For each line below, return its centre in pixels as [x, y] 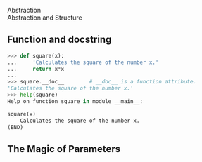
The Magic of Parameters [64, 149]
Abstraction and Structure [45, 18]
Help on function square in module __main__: [75, 101]
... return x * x [36, 69]
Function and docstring [59, 40]
